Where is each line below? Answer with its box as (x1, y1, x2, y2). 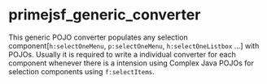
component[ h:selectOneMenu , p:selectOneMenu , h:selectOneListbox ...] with (8, 40, 260, 50)
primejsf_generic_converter (8, 6, 201, 24)
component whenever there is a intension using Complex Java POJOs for (8, 58, 254, 68)
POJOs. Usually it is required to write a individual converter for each (8, 49, 236, 59)
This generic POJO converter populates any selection (8, 32, 189, 42)
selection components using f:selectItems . (8, 66, 155, 76)
